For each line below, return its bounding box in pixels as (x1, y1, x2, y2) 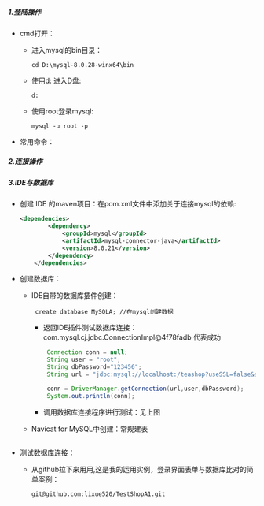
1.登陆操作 (8, 7, 42, 17)
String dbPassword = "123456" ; (46, 363, 142, 371)
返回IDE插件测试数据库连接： (42, 323, 137, 333)
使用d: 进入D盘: (31, 76, 82, 85)
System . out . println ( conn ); (46, 392, 135, 400)
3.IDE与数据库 (8, 177, 54, 187)
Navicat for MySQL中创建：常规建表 (31, 424, 148, 433)
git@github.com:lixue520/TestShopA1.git (31, 489, 166, 498)
